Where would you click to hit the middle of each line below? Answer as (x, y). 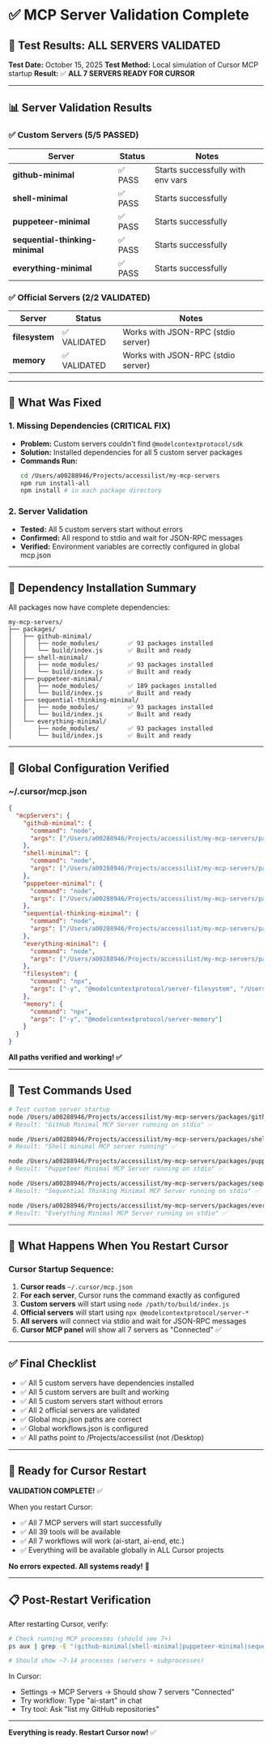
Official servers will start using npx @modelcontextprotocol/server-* (134, 1313)
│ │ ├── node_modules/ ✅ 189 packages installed (113, 686)
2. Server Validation (48, 511)
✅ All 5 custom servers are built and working (95, 1392)
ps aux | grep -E (38, 1646)
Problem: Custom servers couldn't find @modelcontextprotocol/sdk (132, 443)
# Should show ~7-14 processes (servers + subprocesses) (106, 1661)
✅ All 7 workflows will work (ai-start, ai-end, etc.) (102, 1541)
